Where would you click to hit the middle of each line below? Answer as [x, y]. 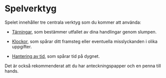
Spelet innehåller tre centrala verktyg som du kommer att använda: [73, 22]
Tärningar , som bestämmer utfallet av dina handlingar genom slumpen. [84, 32]
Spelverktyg [31, 9]
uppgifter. [22, 46]
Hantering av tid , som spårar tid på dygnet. [56, 56]
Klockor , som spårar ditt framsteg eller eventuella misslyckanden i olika [84, 41]
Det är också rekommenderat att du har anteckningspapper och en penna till [83, 66]
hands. [12, 71]
